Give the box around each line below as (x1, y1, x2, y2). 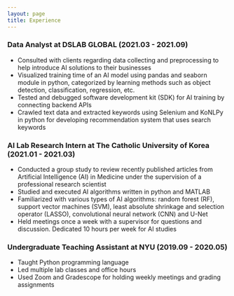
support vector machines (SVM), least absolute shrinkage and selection (17, 203, 225, 211)
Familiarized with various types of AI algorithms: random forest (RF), (17, 195, 215, 203)
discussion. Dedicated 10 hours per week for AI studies (17, 225, 177, 234)
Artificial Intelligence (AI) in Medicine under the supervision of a (17, 173, 202, 181)
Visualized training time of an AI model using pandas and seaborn (17, 71, 208, 79)
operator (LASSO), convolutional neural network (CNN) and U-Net (17, 210, 208, 218)
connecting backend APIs (17, 100, 92, 109)
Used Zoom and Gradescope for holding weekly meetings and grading (17, 273, 221, 281)
